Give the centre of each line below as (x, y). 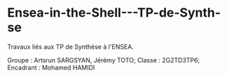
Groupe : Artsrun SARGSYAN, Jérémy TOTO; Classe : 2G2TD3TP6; (104, 60)
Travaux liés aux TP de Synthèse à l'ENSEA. (71, 46)
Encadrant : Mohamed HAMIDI (51, 67)
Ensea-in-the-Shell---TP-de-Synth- (114, 13)
